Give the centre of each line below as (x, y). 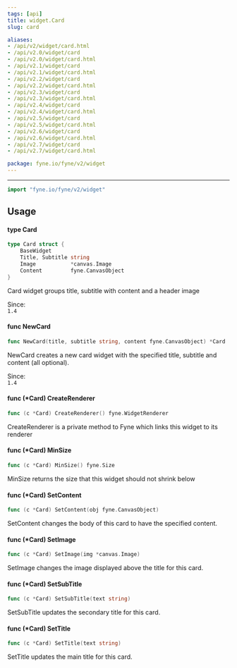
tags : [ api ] (25, 14)
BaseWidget (36, 251)
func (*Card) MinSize (39, 450)
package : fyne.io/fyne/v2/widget (56, 164)
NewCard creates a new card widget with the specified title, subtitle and (112, 355)
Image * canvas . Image (66, 264)
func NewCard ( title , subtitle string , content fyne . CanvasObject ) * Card (116, 341)
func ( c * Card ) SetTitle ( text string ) (64, 643)
